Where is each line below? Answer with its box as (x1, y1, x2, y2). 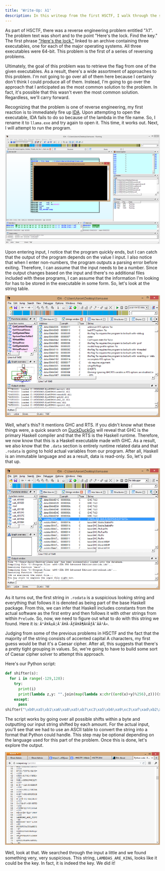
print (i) (18, 686, 36, 691)
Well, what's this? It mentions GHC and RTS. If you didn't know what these (5, 421, 156, 428)
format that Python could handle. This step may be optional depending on (5, 732, 154, 738)
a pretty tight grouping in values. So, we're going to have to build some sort (5, 646, 158, 652)
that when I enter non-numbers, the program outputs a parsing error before (5, 259, 158, 265)
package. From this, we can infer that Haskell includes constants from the (5, 605, 154, 611)
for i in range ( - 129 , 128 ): (9, 676, 65, 681)
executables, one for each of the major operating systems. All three (5, 43, 141, 49)
